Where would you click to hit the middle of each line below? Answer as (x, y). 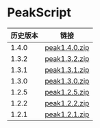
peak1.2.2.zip (67, 103)
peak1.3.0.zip (67, 81)
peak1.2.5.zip (67, 92)
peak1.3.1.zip (67, 70)
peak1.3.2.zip (67, 58)
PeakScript (39, 13)
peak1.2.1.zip (67, 114)
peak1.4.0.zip (67, 47)
